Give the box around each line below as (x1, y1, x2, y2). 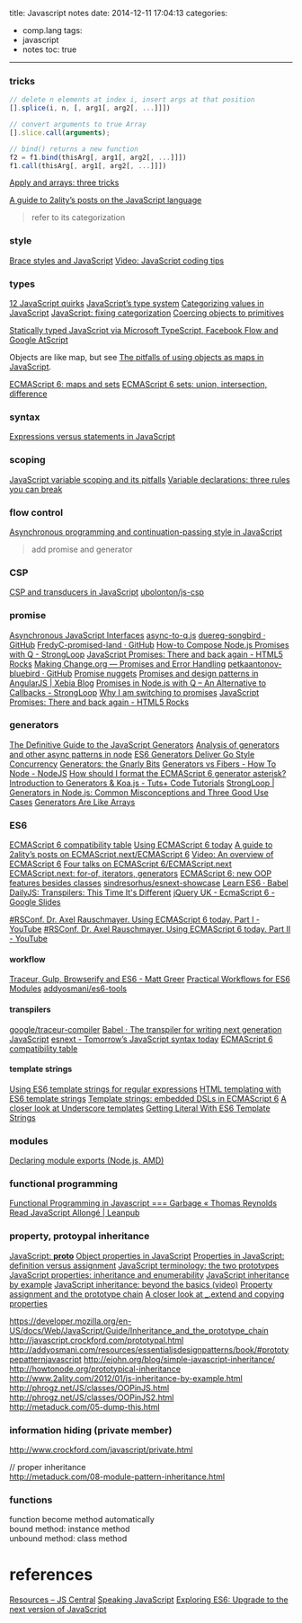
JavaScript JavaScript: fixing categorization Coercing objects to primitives (9, 307, 285, 318)
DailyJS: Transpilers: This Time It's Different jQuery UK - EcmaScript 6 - (9, 887, 276, 898)
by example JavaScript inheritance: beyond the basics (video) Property (9, 1279, 273, 1290)
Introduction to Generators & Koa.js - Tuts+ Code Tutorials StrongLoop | (9, 777, 276, 788)
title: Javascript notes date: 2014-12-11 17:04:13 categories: (9, 8, 228, 18)
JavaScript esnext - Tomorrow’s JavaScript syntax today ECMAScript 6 (9, 1033, 273, 1044)
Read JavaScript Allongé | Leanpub (9, 1208, 140, 1219)
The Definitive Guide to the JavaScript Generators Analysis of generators (9, 739, 280, 749)
